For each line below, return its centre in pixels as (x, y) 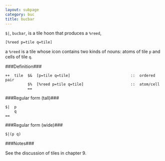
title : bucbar (20, 19)
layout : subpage (22, 10)
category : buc (20, 14)
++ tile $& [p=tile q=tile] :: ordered (80, 76)
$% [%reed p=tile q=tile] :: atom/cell (93, 84)
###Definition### (23, 67)
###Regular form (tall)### (32, 98)
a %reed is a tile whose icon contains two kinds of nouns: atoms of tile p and (83, 52)
